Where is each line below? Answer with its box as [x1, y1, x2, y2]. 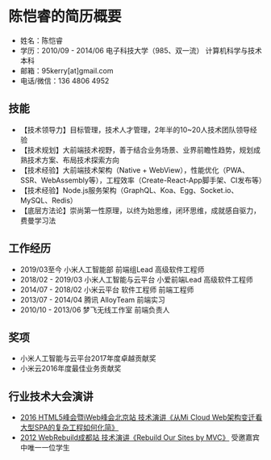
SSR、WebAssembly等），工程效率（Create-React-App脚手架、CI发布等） [19, 175, 266, 185]
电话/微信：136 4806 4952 [19, 76, 110, 86]
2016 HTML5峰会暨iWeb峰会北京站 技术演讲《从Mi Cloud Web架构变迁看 [19, 412, 263, 422]
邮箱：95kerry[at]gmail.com [19, 65, 114, 75]
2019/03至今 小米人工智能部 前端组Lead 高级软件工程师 [19, 264, 205, 274]
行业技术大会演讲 [8, 389, 94, 404]
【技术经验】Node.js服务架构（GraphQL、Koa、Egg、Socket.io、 [19, 185, 239, 194]
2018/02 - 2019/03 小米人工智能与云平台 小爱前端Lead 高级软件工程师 [19, 274, 253, 284]
